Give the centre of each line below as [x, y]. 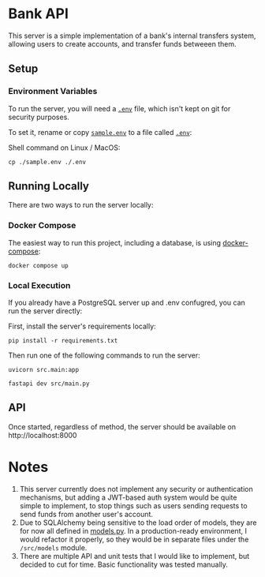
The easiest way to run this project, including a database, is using [115, 242]
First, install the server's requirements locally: [82, 326]
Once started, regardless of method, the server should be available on [122, 426]
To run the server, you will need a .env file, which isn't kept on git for [119, 108]
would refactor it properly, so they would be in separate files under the [134, 539]
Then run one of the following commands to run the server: [104, 355]
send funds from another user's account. [86, 514]
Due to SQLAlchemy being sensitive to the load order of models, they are [138, 523]
